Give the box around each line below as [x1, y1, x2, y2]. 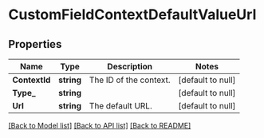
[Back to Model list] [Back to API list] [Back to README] [8, 121, 191, 130]
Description [107, 61, 153, 72]
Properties [8, 37, 62, 51]
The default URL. [89, 101, 153, 111]
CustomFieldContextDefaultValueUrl [8, 6, 257, 24]
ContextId [12, 74, 51, 85]
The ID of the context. [89, 74, 171, 85]
